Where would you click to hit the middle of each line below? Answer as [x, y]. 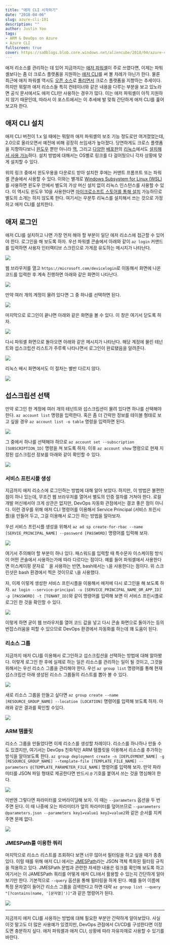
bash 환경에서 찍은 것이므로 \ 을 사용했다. [59, 573]
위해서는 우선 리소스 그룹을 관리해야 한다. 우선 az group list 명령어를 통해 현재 [84, 668]
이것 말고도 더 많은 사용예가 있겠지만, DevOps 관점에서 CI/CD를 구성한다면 [79, 925]
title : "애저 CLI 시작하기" [32, 10]
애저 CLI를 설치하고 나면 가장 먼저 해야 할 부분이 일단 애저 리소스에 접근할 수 [80, 235]
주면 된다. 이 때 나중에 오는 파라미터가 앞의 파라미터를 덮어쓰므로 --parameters [83, 806]
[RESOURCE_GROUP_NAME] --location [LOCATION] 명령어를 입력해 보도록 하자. [82, 701]
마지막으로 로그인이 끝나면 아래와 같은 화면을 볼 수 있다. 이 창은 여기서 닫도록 [81, 315]
